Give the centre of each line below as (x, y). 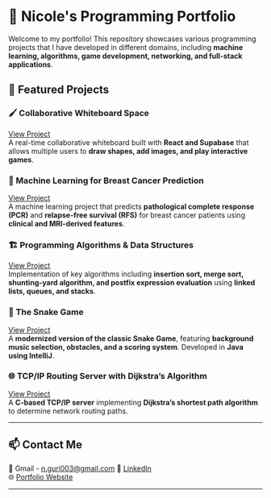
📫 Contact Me (46, 445)
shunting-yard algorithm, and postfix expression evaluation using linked (132, 283)
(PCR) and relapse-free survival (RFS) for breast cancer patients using (127, 215)
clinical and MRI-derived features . (67, 223)
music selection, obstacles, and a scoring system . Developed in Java (126, 347)
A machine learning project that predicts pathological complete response (131, 206)
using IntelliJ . (31, 355)
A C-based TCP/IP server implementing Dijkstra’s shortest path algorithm (133, 402)
